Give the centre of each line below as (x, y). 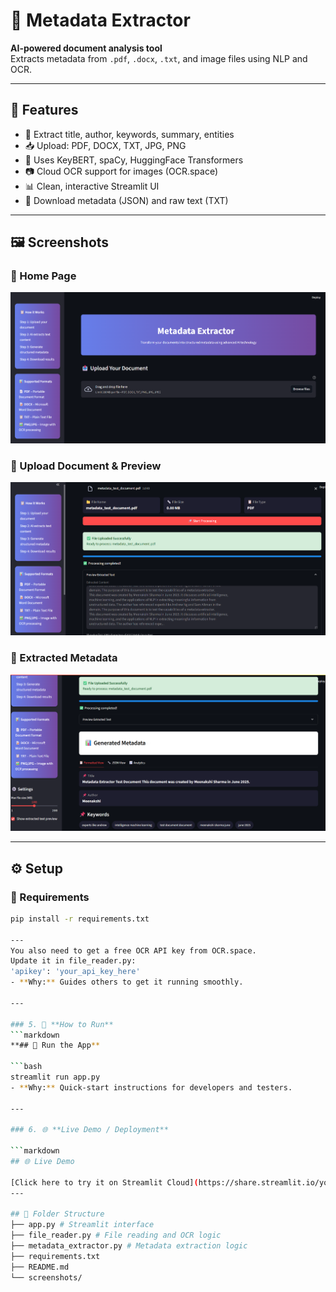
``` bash (26, 1067)
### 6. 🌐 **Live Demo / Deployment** (89, 1130)
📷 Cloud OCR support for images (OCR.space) (121, 171)
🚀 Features (44, 110)
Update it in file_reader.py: (73, 961)
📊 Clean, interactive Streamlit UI (92, 186)
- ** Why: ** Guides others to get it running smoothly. (127, 982)
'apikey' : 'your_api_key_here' (75, 972)
